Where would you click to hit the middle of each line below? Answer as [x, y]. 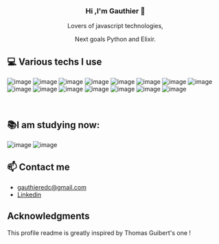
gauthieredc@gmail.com [52, 187]
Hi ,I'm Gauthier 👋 [115, 11]
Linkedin [29, 195]
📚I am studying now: [54, 125]
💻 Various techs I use [55, 62]
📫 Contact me [38, 167]
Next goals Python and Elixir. [115, 39]
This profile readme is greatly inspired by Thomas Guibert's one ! [99, 232]
